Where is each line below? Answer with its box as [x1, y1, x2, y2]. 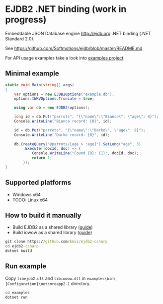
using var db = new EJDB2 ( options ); [14, 105, 90, 110]
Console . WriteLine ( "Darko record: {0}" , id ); [14, 132, 110, 137]
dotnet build [5, 248, 32, 253]
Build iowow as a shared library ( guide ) [12, 230, 92, 236]
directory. [71, 280, 91, 286]
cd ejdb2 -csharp [5, 244, 39, 249]
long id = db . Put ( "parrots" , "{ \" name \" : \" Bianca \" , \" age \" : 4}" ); [14, 114, 159, 120]
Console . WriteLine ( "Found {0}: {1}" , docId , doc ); [31, 151, 139, 156]
